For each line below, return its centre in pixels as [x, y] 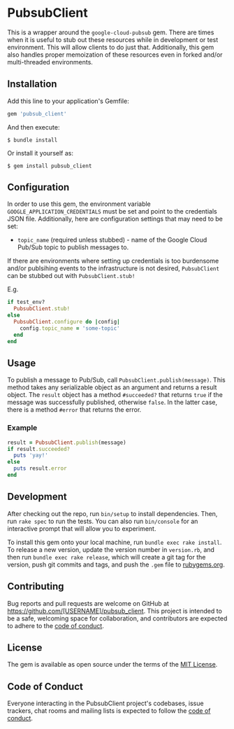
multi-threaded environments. [50, 62]
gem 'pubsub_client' [37, 113]
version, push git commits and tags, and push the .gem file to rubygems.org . [116, 564]
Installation [32, 84]
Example [22, 428]
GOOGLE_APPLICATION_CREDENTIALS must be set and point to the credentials [112, 211]
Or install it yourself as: [40, 153]
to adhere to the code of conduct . [56, 625]
